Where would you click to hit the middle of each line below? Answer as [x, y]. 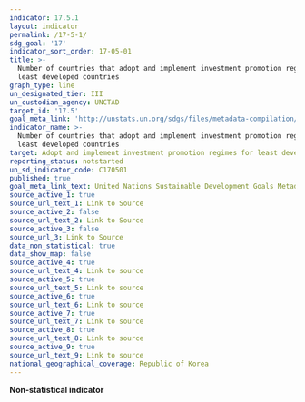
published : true [40, 178]
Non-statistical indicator [57, 389]
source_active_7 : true [52, 313]
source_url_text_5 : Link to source [77, 288]
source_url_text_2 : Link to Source [77, 220]
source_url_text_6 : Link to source [77, 305]
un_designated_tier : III [56, 93]
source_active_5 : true [52, 279]
